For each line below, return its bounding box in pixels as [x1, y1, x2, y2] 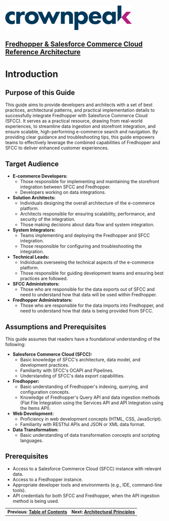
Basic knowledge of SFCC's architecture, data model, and [20, 357, 140, 363]
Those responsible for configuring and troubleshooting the [20, 243, 142, 249]
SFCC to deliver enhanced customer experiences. [5, 145, 109, 151]
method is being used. [12, 498, 60, 504]
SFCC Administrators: [12, 281, 60, 287]
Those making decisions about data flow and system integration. [20, 222, 155, 228]
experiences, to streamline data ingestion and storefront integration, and [5, 123, 156, 129]
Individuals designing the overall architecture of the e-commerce [20, 200, 155, 206]
